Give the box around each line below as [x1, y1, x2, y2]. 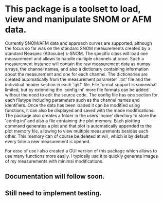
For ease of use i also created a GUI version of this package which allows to [5, 147, 157, 154]
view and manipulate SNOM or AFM [5, 14, 152, 25]
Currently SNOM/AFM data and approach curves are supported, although [5, 40, 152, 46]
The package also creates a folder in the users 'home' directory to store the [5, 112, 157, 118]
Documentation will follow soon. [5, 172, 105, 181]
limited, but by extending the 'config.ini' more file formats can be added [5, 87, 149, 92]
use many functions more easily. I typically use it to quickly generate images [5, 153, 158, 159]
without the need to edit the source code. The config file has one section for [5, 92, 158, 98]
